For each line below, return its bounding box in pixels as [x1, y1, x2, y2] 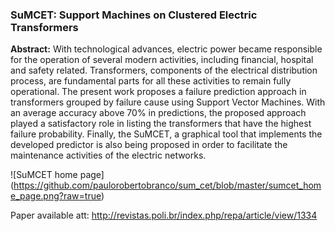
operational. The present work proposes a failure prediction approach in [10, 86, 307, 98]
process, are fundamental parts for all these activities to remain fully [10, 75, 292, 87]
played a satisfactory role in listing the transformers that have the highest [10, 118, 312, 130]
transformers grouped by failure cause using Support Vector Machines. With [10, 96, 326, 108]
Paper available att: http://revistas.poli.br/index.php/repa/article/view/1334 [10, 209, 318, 222]
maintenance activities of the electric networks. [10, 149, 207, 162]
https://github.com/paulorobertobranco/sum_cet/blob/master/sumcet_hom [13, 179, 322, 192]
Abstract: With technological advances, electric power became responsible [10, 43, 323, 55]
